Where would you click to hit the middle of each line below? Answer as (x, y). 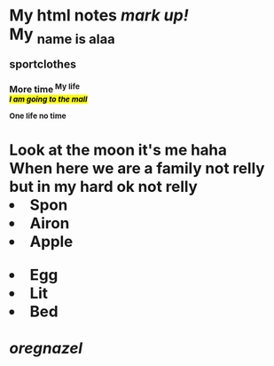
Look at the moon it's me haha (118, 150)
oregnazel (46, 348)
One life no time (38, 115)
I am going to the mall (48, 99)
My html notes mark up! (99, 16)
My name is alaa (62, 36)
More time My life (45, 88)
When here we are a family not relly (137, 169)
